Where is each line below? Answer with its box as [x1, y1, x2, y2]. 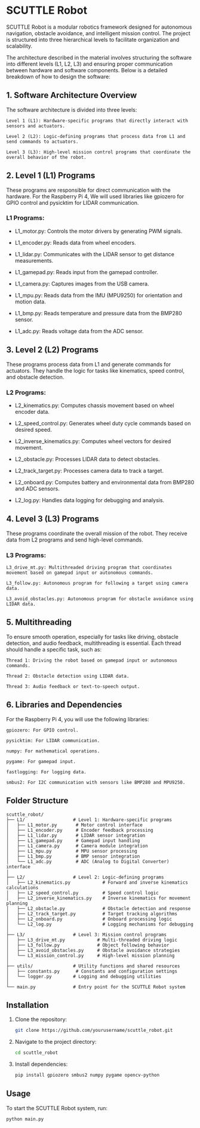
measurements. [14, 257, 54, 264]
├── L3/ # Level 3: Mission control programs [6, 932, 167, 938]
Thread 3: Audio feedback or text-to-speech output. [6, 683, 140, 690]
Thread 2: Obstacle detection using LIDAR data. [6, 673, 130, 679]
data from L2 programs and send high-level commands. [6, 536, 143, 543]
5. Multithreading [6, 617, 72, 628]
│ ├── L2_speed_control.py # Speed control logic [6, 890, 159, 896]
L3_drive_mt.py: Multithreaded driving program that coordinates [6, 565, 172, 571]
